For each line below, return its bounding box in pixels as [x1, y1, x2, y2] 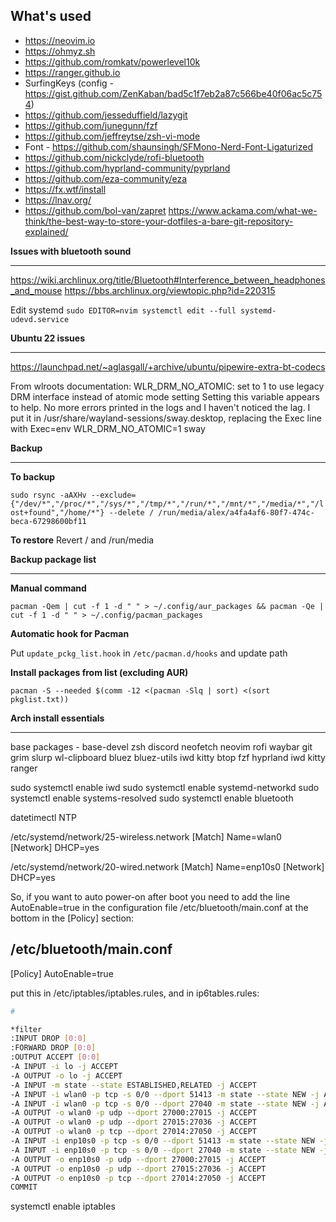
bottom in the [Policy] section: [10, 912, 135, 924]
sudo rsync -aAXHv [10, 490, 87, 500]
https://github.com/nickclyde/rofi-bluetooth [24, 151, 205, 163]
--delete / [108, 507, 155, 518]
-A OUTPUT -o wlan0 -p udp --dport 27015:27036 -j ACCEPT [10, 1117, 257, 1128]
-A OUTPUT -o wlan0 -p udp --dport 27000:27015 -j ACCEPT [10, 1108, 257, 1118]
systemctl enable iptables [10, 1200, 116, 1213]
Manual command [10, 582, 87, 594]
